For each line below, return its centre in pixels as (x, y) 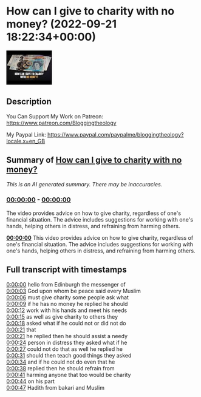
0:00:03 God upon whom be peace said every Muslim (74, 291)
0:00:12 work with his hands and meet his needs (67, 310)
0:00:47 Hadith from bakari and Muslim (56, 387)
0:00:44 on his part (30, 381)
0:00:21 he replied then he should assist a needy (67, 336)
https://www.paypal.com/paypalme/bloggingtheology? (116, 134)
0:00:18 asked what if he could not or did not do (66, 323)
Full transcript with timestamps (66, 270)
